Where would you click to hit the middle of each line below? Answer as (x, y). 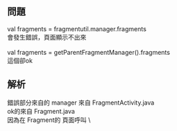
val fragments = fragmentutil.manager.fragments (77, 28)
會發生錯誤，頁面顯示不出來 (47, 37)
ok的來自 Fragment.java (41, 111)
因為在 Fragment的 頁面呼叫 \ (49, 120)
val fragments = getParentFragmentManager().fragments (88, 52)
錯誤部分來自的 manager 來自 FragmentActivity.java (81, 103)
